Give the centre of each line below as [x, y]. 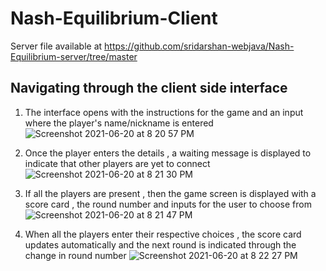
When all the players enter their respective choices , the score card [163, 234]
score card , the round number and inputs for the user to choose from [168, 204]
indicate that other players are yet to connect [117, 163]
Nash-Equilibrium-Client [114, 18]
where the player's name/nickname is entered [119, 123]
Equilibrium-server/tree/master [74, 56]
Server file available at [56, 46]
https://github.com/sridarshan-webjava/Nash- [199, 46]
